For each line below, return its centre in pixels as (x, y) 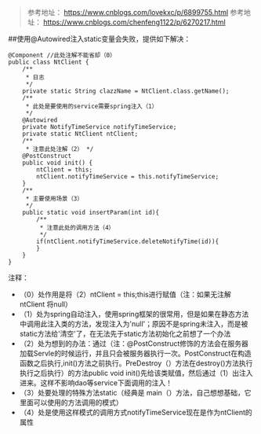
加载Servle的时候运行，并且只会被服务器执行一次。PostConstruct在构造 (136, 353)
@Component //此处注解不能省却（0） (62, 55)
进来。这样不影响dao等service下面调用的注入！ (96, 383)
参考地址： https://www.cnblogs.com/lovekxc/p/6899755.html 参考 (136, 12)
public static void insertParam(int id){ (91, 212)
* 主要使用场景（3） (54, 199)
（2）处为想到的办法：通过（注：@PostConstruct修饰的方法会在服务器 (134, 344)
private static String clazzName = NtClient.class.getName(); (126, 91)
